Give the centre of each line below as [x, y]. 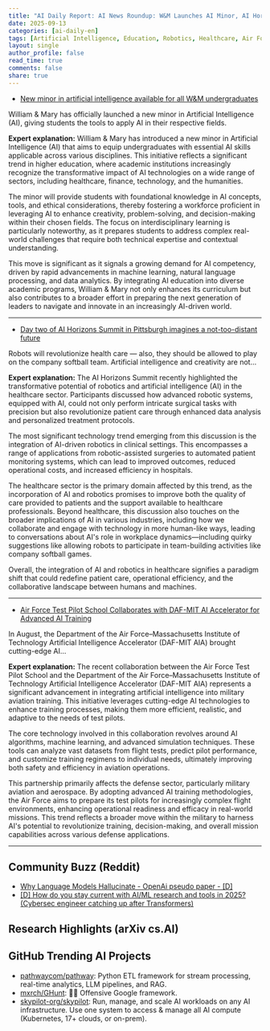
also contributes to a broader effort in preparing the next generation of [125, 298]
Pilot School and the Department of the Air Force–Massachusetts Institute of [134, 675]
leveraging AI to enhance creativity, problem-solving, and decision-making [132, 213]
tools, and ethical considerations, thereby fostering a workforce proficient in [134, 205]
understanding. [33, 248]
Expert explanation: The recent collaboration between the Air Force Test [129, 666]
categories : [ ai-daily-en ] [53, 31]
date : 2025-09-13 [37, 23]
